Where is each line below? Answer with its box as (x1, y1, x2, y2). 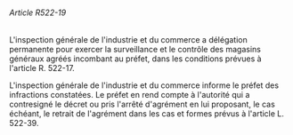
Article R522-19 (9, 7, 67, 18)
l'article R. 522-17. (9, 63, 76, 74)
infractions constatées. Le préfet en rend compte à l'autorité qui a (9, 90, 250, 100)
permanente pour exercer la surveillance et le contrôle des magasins (9, 44, 261, 55)
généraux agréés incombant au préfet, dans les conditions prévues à (9, 53, 262, 64)
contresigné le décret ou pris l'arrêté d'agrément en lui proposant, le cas (9, 99, 276, 110)
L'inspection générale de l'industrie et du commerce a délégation (9, 35, 248, 45)
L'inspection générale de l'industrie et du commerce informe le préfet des (9, 80, 279, 91)
